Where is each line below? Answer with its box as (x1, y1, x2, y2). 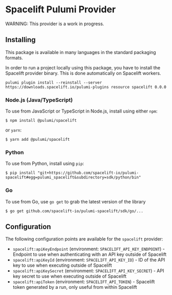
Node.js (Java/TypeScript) (5, 96, 73, 103)
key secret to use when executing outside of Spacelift (12, 273, 127, 280)
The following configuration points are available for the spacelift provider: (5, 236, 163, 242)
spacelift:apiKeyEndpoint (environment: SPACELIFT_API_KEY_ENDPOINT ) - (12, 246, 165, 252)
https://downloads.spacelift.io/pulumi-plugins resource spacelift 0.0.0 (5, 84, 167, 89)
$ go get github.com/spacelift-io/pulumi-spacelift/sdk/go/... (5, 208, 144, 214)
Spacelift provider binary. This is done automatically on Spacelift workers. (5, 70, 161, 76)
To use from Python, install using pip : (5, 160, 85, 167)
